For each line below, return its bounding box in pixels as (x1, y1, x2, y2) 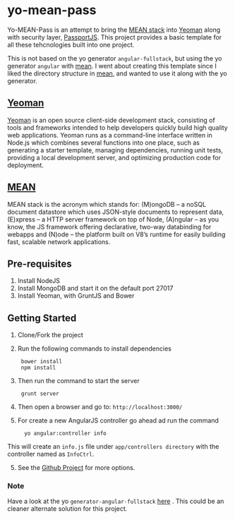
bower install (20, 358, 63, 365)
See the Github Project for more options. (17, 464, 135, 472)
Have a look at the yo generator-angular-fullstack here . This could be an (7, 497, 224, 506)
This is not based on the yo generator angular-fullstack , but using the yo (7, 54, 222, 62)
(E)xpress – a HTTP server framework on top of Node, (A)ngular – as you (7, 214, 219, 224)
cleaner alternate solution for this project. (7, 504, 128, 513)
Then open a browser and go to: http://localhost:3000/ (17, 403, 183, 411)
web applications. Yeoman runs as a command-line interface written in (7, 131, 213, 139)
